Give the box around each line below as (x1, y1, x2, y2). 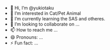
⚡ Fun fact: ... (10, 40, 38, 46)
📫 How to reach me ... (10, 27, 58, 33)
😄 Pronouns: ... (10, 34, 43, 40)
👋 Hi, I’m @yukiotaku (10, 5, 54, 11)
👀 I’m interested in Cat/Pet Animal (10, 10, 81, 16)
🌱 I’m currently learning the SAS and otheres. (10, 16, 106, 21)
